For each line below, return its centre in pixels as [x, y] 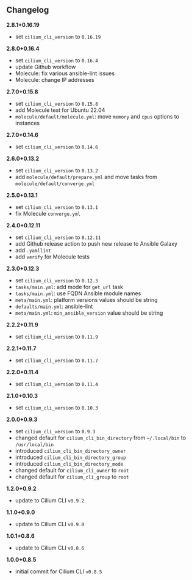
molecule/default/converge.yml [55, 184]
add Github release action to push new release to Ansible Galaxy [96, 243]
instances [27, 123]
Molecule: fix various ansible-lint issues [65, 73]
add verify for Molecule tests [52, 257]
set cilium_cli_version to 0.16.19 [58, 37]
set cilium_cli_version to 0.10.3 [57, 407]
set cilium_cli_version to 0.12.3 [57, 280]
